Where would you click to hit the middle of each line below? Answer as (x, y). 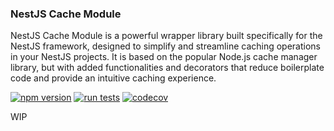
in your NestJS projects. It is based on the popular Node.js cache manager (164, 57)
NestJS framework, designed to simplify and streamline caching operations (165, 46)
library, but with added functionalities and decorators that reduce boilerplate (167, 68)
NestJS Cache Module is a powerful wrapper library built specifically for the (166, 36)
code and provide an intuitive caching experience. (113, 78)
